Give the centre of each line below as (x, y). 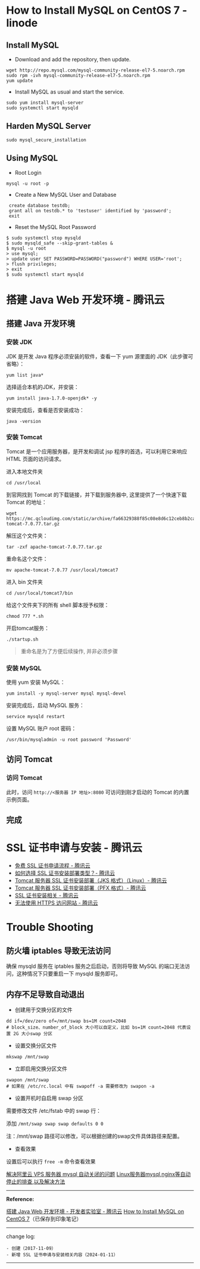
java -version (24, 421)
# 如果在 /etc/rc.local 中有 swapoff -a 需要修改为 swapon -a (80, 1086)
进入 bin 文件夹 (25, 581)
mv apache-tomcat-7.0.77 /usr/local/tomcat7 (62, 570)
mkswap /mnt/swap (28, 1057)
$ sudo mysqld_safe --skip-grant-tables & (60, 243)
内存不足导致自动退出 (45, 994)
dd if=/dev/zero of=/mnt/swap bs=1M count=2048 (66, 1021)
